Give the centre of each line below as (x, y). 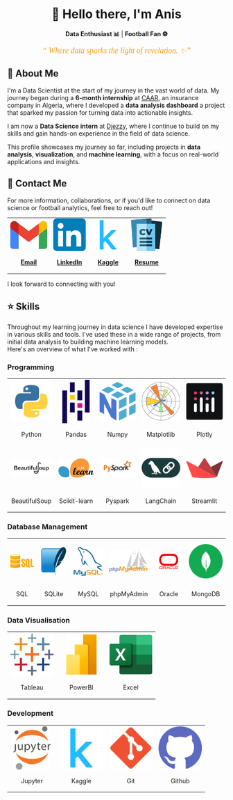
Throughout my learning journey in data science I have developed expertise (115, 327)
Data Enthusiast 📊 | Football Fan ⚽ (116, 33)
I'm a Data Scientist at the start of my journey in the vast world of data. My (113, 90)
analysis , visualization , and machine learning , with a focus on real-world (113, 154)
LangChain (161, 501)
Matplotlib (161, 434)
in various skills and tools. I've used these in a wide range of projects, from (114, 334)
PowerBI (81, 687)
